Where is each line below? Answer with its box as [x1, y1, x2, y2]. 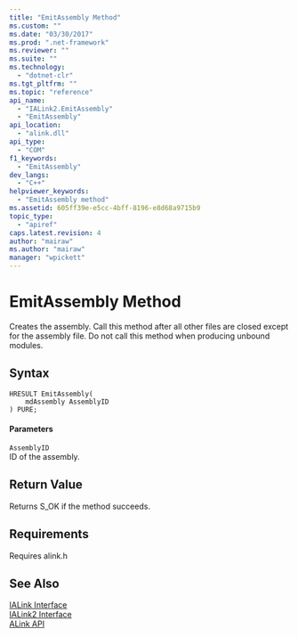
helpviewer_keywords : [9, 187, 90, 196]
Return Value [9, 478, 83, 493]
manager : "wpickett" [9, 253, 86, 263]
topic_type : [9, 211, 53, 221]
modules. [9, 339, 44, 350]
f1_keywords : [9, 153, 58, 163]
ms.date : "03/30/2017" [9, 29, 93, 38]
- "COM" [17, 145, 46, 154]
